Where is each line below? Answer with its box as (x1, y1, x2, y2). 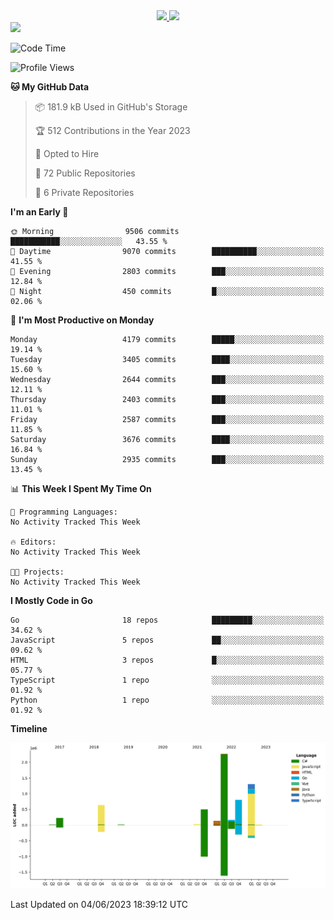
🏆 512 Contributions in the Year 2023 (34, 125, 191, 136)
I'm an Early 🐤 (10, 206, 69, 218)
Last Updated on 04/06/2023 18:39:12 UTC (10, 898, 188, 910)
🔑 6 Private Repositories (34, 187, 135, 198)
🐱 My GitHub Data (10, 81, 90, 93)
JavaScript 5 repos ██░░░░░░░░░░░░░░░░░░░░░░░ (10, 635, 325, 645)
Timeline (10, 723, 48, 734)
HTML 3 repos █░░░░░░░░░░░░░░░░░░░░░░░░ (10, 655, 325, 665)
